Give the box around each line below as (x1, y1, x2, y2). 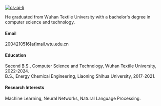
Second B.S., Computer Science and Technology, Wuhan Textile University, (5, 63, 157, 69)
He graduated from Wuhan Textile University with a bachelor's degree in (5, 14, 151, 19)
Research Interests (5, 85, 44, 90)
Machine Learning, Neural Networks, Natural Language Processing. (5, 95, 141, 101)
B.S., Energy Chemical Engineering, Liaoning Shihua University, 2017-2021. (5, 73, 156, 79)
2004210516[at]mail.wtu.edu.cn (5, 41, 69, 47)
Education (5, 52, 26, 58)
